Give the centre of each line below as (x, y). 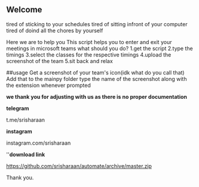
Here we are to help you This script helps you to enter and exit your (89, 42)
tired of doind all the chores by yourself (55, 30)
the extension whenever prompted (49, 85)
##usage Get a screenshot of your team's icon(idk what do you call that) (95, 72)
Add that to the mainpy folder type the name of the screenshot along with (97, 79)
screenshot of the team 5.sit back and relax (60, 61)
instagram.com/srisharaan (39, 143)
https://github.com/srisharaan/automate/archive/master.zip (79, 166)
